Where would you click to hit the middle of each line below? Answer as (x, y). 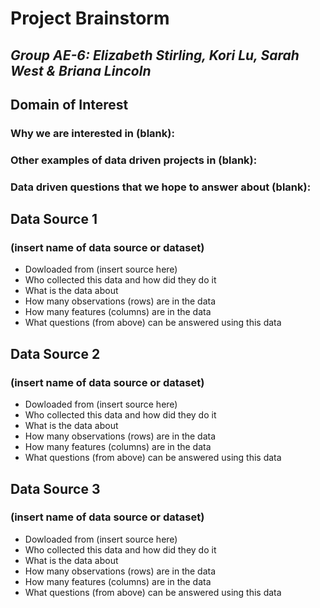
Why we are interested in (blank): (92, 133)
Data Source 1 (54, 219)
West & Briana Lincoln (81, 70)
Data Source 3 (55, 488)
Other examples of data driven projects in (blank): (134, 160)
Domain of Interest (69, 104)
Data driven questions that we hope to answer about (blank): (161, 187)
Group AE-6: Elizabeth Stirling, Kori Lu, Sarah (155, 55)
